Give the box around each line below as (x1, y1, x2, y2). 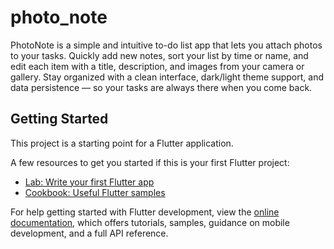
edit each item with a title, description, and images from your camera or (10, 60, 305, 72)
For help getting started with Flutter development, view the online (10, 206, 280, 218)
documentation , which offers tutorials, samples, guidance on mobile (10, 216, 290, 228)
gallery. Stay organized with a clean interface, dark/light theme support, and (10, 71, 324, 83)
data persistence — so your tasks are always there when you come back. (10, 81, 313, 93)
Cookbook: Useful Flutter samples (24, 186, 166, 198)
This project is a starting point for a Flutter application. (10, 137, 234, 149)
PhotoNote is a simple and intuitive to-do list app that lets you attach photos (10, 39, 323, 51)
